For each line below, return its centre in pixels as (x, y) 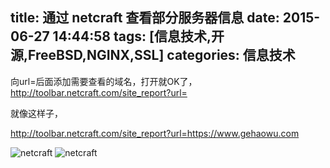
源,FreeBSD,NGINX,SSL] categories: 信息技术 (153, 55)
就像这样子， (36, 113)
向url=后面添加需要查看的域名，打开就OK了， (104, 81)
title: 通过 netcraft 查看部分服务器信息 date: (145, 18)
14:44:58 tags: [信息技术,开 (138, 36)
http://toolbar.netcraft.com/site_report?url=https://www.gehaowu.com (155, 133)
